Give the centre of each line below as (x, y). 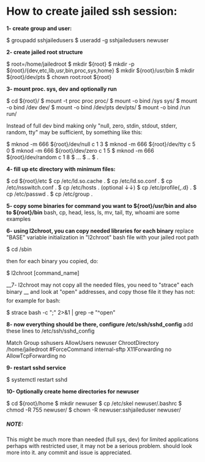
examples (19, 218)
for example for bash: (33, 300)
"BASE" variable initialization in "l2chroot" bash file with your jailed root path (102, 237)
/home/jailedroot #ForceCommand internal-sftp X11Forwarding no (89, 349)
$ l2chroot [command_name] (43, 273)
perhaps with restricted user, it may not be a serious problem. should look (99, 445)
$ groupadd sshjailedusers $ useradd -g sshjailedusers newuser (88, 40)
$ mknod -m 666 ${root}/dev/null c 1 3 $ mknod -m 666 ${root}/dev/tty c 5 (101, 144)
